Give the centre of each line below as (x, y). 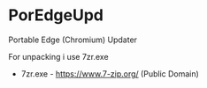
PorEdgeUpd (56, 15)
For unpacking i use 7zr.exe (58, 56)
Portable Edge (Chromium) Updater (73, 40)
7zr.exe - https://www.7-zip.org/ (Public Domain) (110, 73)
